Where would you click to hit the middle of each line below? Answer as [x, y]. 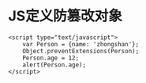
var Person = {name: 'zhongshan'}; [81, 44]
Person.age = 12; [51, 58]
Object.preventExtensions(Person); [81, 51]
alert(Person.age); [54, 65]
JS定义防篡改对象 [65, 16]
